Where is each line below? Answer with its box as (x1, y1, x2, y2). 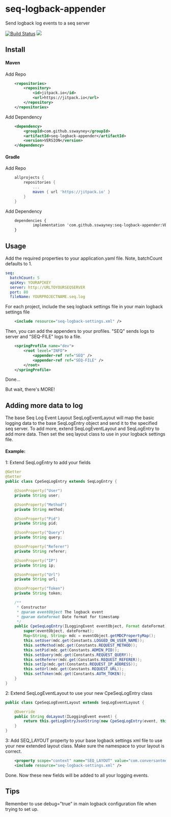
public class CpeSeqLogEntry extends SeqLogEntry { (5, 479, 117, 484)
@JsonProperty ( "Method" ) (14, 502, 67, 507)
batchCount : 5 (10, 275, 40, 280)
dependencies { (14, 218, 47, 223)
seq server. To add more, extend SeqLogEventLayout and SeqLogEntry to (5, 425, 160, 432)
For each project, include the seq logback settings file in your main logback (5, 304, 163, 310)
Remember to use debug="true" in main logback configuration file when (5, 801, 157, 807)
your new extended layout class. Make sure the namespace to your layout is (5, 743, 164, 749)
